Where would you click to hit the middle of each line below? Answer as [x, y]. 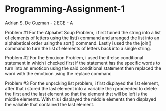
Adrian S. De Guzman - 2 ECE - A [39, 23]
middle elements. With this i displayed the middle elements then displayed [81, 99]
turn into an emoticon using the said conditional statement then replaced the [83, 68]
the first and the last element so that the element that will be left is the [76, 94]
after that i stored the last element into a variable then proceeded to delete [81, 88]
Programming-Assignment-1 [65, 9]
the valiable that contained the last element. [50, 104]
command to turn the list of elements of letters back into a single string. [78, 48]
